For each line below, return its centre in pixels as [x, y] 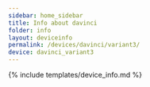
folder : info [30, 30]
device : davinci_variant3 [51, 52]
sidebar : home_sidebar [46, 15]
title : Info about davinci [53, 23]
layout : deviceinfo [40, 38]
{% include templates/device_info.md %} [75, 75]
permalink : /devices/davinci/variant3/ [74, 45]
